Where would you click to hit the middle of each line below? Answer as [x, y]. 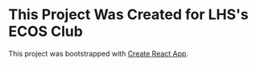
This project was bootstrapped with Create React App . [99, 53]
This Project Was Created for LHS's [129, 15]
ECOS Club [45, 31]
